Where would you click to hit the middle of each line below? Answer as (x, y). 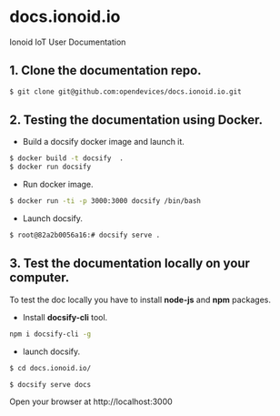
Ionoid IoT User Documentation (68, 42)
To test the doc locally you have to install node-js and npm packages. (140, 299)
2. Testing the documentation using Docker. (136, 120)
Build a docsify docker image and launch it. (103, 142)
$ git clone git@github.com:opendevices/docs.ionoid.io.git (126, 91)
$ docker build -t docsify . (67, 158)
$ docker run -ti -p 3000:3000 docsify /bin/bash (105, 201)
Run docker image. (58, 185)
